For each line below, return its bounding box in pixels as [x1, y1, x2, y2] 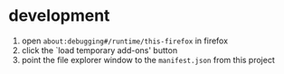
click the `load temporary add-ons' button [21, 44, 178, 55]
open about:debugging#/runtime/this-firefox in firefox [21, 35, 228, 46]
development [8, 5, 110, 26]
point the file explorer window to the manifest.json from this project [21, 54, 275, 65]
